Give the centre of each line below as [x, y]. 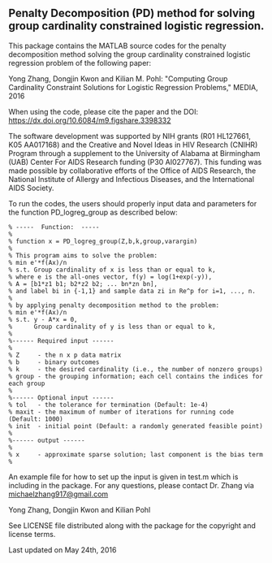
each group [27, 383]
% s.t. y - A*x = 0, [43, 319]
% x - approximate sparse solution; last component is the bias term [136, 454]
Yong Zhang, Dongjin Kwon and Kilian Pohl [80, 509]
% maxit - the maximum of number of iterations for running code [121, 412]
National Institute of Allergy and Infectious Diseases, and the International [131, 179]
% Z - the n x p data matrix [65, 355]
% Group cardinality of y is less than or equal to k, [112, 327]
